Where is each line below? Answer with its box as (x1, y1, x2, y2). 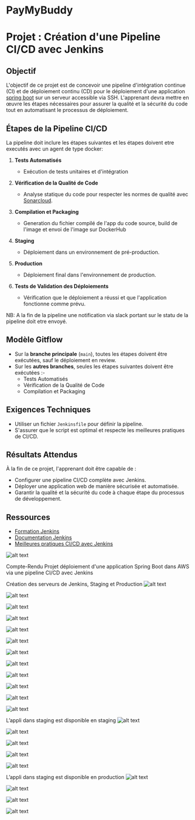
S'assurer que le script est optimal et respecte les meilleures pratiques (14, 426, 185, 434)
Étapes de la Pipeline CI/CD (6, 124, 108, 134)
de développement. (14, 495, 62, 502)
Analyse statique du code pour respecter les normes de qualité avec (23, 191, 189, 198)
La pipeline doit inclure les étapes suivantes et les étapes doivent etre (6, 139, 175, 146)
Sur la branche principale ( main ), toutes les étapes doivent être (14, 350, 167, 358)
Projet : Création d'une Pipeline (6, 30, 161, 44)
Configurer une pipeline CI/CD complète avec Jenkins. (14, 477, 146, 484)
